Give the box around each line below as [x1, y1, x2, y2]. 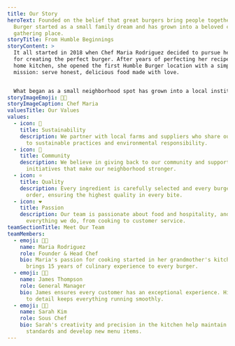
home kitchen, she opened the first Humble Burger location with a [13, 62, 215, 69]
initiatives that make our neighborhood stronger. [25, 166, 177, 173]
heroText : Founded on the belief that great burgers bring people [7, 17, 205, 24]
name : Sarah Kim [20, 308, 68, 315]
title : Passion [20, 204, 64, 212]
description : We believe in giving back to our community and [20, 159, 205, 166]
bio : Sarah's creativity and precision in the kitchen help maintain [20, 322, 227, 329]
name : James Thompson [20, 276, 83, 283]
